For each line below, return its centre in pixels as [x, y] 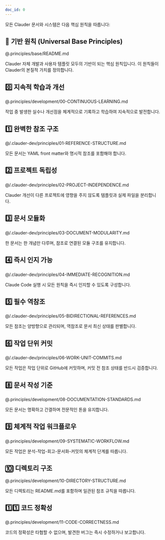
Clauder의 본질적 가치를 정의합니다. [39, 70]
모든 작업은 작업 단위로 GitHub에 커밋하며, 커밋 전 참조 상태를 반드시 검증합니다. [82, 368]
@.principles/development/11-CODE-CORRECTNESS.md [62, 522]
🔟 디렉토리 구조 [29, 469]
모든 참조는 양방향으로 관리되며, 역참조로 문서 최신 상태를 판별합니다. [71, 326]
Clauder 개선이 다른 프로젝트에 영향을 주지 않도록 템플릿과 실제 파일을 [72, 195]
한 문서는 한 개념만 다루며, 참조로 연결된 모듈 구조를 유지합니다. [66, 243]
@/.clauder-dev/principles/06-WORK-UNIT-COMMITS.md [64, 358]
